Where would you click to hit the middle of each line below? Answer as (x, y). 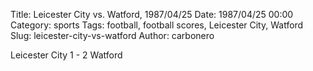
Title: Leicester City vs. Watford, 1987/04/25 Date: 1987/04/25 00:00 (152, 14)
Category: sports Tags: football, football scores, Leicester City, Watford (157, 25)
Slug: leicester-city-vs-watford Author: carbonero (112, 35)
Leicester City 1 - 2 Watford (66, 55)
